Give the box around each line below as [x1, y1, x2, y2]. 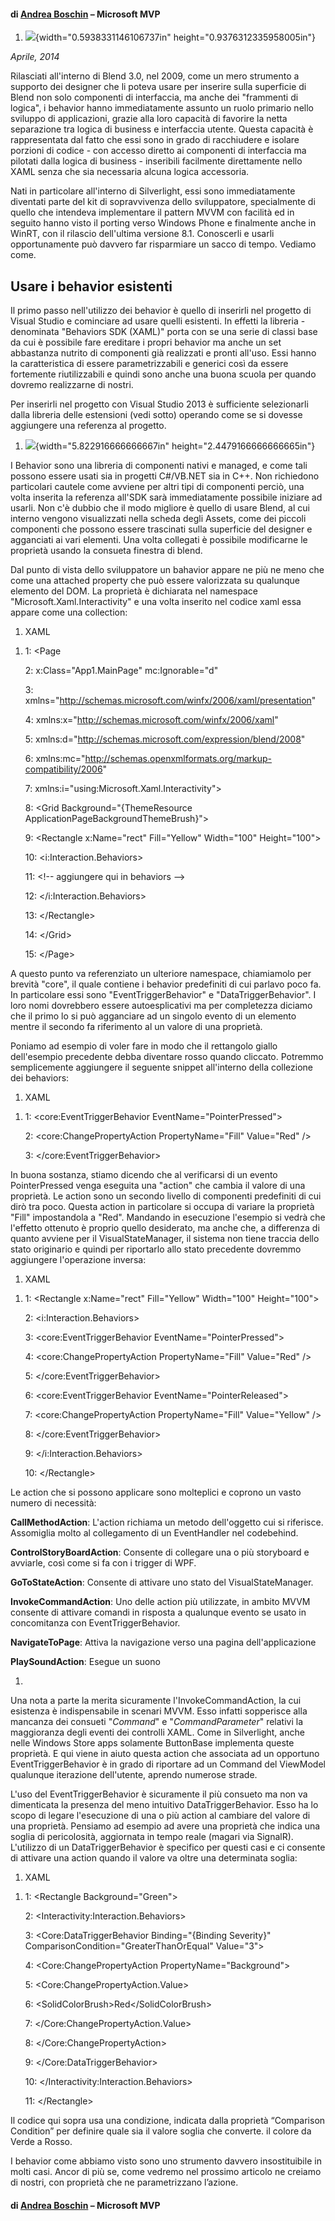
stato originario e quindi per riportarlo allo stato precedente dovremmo [10, 1243, 302, 1255]
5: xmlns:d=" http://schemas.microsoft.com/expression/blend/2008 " [24, 733, 306, 745]
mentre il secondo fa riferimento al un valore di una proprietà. [10, 1021, 263, 1033]
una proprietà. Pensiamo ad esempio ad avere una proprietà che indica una [10, 1820, 321, 1832]
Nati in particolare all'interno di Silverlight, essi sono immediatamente [10, 185, 296, 197]
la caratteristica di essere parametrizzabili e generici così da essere [10, 358, 289, 370]
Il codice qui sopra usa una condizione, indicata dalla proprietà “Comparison [10, 2115, 326, 2127]
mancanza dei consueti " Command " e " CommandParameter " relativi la [10, 1716, 304, 1728]
